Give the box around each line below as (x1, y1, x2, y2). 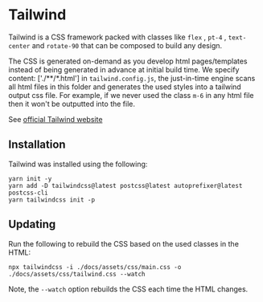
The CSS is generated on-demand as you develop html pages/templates (8, 56, 248, 66)
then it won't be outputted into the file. (8, 99, 135, 108)
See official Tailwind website (8, 114, 103, 124)
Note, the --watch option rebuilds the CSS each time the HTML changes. (8, 284, 249, 294)
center (8, 42, 31, 50)
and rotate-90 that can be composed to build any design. (31, 40, 223, 50)
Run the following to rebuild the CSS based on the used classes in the (8, 239, 240, 248)
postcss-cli (8, 189, 48, 197)
